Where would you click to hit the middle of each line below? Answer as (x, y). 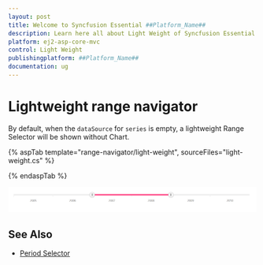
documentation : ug (38, 67)
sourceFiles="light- (212, 152)
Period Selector (45, 253)
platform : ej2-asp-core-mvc (54, 42)
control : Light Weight (45, 50)
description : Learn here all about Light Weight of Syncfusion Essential (132, 33)
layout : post (30, 17)
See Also (30, 234)
